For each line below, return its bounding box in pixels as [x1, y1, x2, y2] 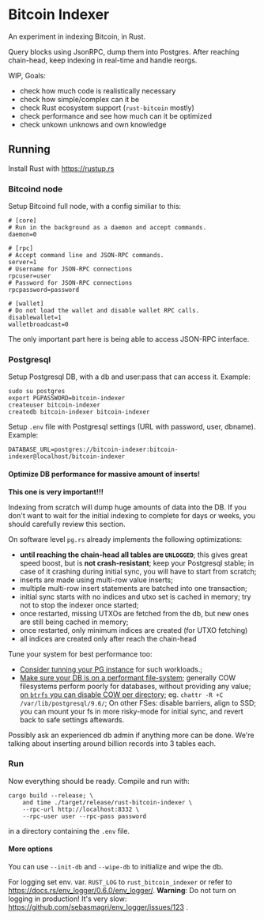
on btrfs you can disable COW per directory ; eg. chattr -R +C [19, 690, 224, 699]
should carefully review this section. [8, 519, 126, 528]
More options [8, 844, 54, 854]
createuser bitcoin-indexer [8, 401, 101, 409]
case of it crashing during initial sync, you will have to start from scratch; [19, 566, 257, 576]
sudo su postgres [8, 388, 66, 396]
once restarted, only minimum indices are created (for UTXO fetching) [19, 625, 248, 634]
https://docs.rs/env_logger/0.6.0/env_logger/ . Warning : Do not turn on [8, 886, 237, 895]
